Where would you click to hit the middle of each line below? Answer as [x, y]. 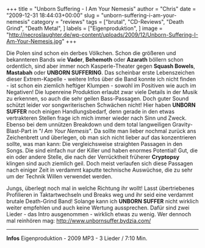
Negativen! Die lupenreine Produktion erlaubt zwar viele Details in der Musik [102, 92]
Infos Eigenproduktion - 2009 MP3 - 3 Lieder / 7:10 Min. [77, 238]
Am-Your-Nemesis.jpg [34, 41]
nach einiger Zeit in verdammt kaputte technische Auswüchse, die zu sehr [100, 170]
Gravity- [183, 124]
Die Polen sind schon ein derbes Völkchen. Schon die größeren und [91, 53]
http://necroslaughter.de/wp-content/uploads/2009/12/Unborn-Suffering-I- [103, 35]
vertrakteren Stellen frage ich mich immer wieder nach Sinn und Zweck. [97, 118]
